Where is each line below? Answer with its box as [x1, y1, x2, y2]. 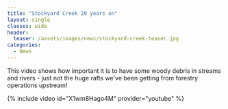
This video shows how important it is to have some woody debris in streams [7, 66, 221, 75]
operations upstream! [7, 81, 68, 89]
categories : [7, 42, 41, 48]
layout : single [7, 16, 51, 23]
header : [7, 29, 29, 36]
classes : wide [7, 22, 48, 29]
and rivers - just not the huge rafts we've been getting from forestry [7, 74, 199, 82]
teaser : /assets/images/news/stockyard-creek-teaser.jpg [13, 35, 179, 42]
